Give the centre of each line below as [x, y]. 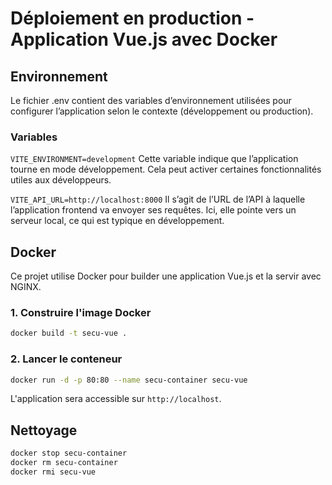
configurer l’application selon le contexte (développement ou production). [162, 111]
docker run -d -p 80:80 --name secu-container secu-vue [129, 380]
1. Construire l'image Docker [81, 313]
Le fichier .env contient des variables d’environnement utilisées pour [151, 100]
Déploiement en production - [132, 18]
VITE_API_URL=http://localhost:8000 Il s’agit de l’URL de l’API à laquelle [158, 199]
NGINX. [26, 287]
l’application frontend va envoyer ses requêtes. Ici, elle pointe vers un [153, 210]
